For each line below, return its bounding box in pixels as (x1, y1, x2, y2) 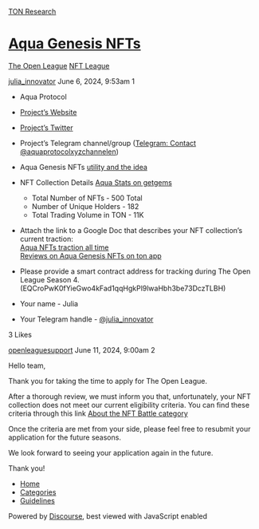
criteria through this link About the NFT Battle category (8, 409, 189, 418)
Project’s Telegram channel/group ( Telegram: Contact (19, 138, 197, 148)
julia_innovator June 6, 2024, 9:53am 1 (8, 76, 135, 86)
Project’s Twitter (19, 123, 73, 132)
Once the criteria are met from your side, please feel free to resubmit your (8, 424, 251, 433)
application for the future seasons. (8, 432, 122, 442)
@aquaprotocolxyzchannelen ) (19, 147, 120, 156)
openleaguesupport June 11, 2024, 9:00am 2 (8, 345, 155, 354)
